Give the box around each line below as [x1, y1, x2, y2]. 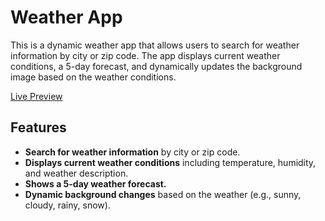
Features [10, 119, 67, 136]
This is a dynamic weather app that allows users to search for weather [10, 39, 300, 51]
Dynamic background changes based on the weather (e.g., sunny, [24, 188, 302, 200]
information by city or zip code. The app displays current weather [10, 49, 281, 61]
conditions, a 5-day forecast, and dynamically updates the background [10, 60, 303, 72]
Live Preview [10, 90, 63, 102]
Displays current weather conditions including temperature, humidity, [24, 156, 317, 168]
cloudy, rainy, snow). [24, 199, 111, 211]
